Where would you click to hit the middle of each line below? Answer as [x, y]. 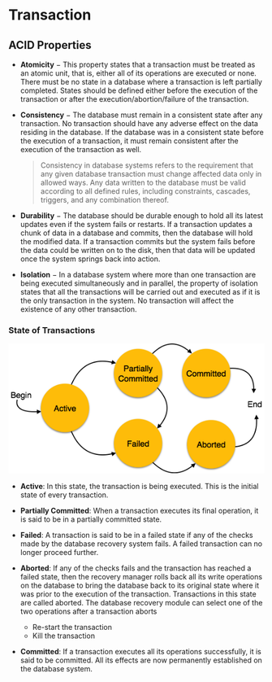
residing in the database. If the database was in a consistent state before [142, 132]
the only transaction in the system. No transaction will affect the [127, 300]
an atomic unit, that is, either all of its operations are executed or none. [138, 73]
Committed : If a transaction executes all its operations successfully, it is [141, 651]
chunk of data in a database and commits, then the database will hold [136, 233]
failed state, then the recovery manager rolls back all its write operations [141, 576]
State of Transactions [52, 330]
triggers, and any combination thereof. [104, 200]
